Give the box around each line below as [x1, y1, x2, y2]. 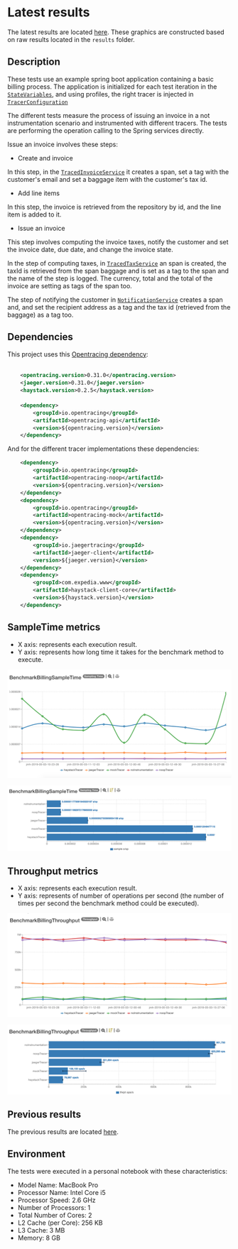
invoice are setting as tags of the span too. [7, 281, 133, 290]
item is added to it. [7, 210, 62, 219]
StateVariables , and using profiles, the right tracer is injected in [7, 89, 194, 98]
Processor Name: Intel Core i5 [17, 1188, 106, 1196]
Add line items [17, 189, 60, 197]
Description [7, 56, 60, 68]
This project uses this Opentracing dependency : [7, 349, 148, 359]
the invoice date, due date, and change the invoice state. [7, 245, 174, 253]
